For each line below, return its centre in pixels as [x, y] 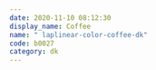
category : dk [34, 52]
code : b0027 [32, 43]
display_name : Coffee [50, 26]
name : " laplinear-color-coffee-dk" [78, 35]
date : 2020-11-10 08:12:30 [60, 18]
